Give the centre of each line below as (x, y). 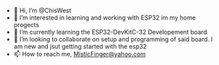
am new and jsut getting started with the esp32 (80, 46)
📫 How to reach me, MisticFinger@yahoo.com (79, 54)
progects (26, 25)
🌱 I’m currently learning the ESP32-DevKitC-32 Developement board (110, 32)
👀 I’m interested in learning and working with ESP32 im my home (105, 18)
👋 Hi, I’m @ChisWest (42, 10)
